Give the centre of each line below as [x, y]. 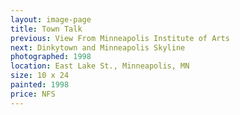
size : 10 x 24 [40, 76]
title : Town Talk [46, 29]
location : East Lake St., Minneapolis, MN [100, 66]
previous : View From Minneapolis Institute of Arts [120, 38]
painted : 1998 [40, 85]
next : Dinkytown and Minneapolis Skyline [98, 47]
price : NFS [33, 94]
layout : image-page [51, 19]
